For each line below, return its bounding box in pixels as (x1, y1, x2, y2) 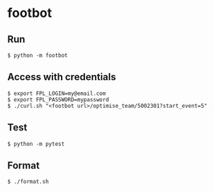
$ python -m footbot (7, 52, 69, 59)
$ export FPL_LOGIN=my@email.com (7, 90, 106, 97)
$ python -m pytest (7, 140, 65, 147)
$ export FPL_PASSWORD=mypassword (7, 96, 110, 103)
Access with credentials (7, 71, 116, 83)
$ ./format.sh (7, 179, 50, 186)
